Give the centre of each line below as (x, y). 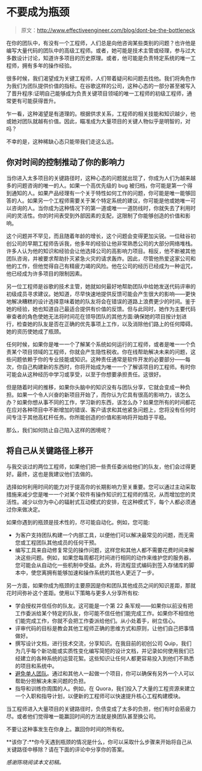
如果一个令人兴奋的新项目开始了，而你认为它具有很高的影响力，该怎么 (103, 394)
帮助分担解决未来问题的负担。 (52, 681)
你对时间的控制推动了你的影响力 (66, 162)
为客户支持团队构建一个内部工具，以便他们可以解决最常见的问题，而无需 (104, 535)
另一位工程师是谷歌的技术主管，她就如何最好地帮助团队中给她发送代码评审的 (101, 286)
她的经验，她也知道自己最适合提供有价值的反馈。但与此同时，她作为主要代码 (101, 309)
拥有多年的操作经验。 (48, 65)
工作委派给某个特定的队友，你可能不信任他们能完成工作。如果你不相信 (102, 613)
